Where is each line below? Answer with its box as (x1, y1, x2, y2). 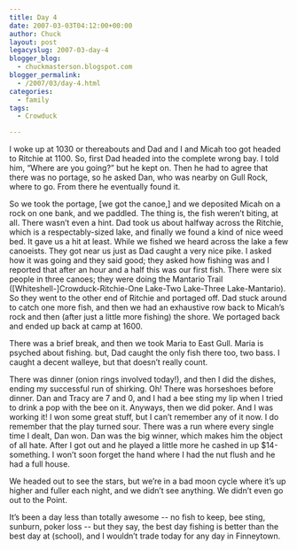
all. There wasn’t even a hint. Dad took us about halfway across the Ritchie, (9, 218, 284, 229)
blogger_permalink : (9, 71, 82, 80)
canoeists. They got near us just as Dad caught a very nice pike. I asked (9, 245, 272, 257)
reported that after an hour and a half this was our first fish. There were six (9, 265, 282, 275)
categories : (9, 87, 53, 96)
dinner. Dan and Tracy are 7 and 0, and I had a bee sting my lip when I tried (9, 393, 284, 404)
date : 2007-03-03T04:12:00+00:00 (9, 21, 133, 30)
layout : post (9, 37, 58, 47)
